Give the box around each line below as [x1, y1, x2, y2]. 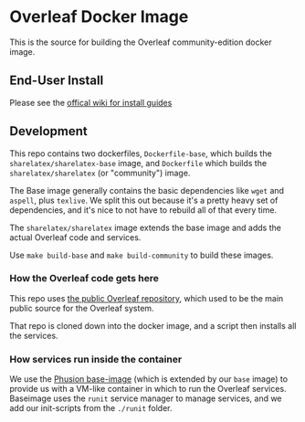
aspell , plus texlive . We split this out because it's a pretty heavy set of [9, 195, 279, 206]
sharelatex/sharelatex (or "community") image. [9, 167, 191, 178]
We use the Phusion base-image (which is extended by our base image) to [9, 374, 289, 385]
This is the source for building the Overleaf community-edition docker [9, 37, 272, 47]
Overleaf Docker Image [9, 6, 189, 27]
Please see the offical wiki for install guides [9, 97, 173, 108]
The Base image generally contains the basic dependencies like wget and [9, 185, 285, 195]
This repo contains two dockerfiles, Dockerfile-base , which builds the [9, 148, 272, 159]
